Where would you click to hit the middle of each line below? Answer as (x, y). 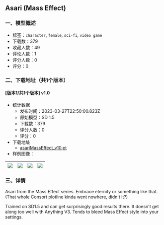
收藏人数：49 (26, 47)
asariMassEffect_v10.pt (43, 148)
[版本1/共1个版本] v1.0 (28, 93)
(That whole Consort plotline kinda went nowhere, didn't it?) (67, 197)
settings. (14, 217)
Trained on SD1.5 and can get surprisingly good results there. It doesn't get (82, 207)
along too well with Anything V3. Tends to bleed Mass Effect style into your (82, 212)
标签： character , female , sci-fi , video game (57, 35)
